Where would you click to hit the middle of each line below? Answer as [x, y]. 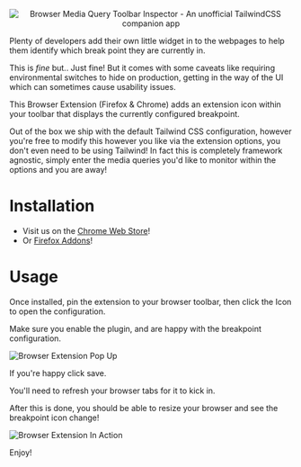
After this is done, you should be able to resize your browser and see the [144, 408]
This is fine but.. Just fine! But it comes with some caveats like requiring [142, 68]
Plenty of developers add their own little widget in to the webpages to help [147, 41]
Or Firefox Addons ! [57, 240]
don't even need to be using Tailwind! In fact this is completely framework [146, 150]
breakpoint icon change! [54, 418]
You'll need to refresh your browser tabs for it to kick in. [112, 391]
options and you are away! [58, 170]
